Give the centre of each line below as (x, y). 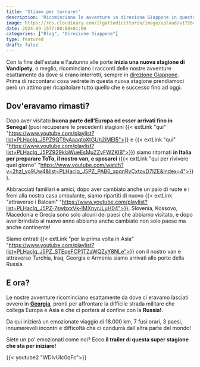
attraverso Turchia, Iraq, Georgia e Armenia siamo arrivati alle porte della (95, 258)
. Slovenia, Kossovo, (153, 208)
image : (14, 23)
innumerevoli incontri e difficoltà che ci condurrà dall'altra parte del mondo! (99, 328)
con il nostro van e (159, 251)
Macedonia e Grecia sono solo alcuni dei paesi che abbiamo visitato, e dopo (100, 214)
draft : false (22, 45)
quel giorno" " (23, 165)
